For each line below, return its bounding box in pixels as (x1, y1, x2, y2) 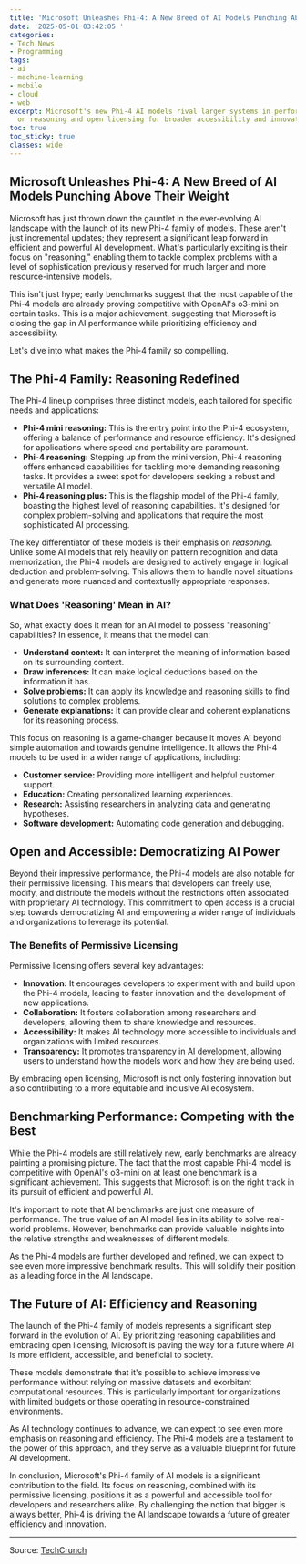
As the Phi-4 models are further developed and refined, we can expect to (9, 1250, 284, 1261)
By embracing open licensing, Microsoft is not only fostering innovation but (9, 1073, 291, 1084)
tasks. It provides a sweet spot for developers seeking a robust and (22, 471, 276, 482)
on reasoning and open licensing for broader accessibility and (17, 115, 267, 124)
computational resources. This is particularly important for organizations (9, 1386, 280, 1397)
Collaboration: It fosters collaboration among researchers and (22, 1006, 257, 1017)
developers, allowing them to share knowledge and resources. (22, 1016, 257, 1027)
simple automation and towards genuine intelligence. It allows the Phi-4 (9, 742, 278, 753)
